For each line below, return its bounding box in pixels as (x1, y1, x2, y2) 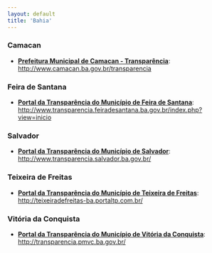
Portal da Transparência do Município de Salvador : (17, 147, 171, 156)
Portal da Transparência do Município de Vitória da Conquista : (17, 230, 206, 238)
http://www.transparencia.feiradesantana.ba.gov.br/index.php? (17, 106, 203, 114)
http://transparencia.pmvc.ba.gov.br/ (17, 237, 126, 246)
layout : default (7, 10, 55, 18)
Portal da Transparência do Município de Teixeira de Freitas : (17, 188, 199, 197)
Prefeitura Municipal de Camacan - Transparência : (17, 56, 171, 65)
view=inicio (17, 113, 52, 122)
